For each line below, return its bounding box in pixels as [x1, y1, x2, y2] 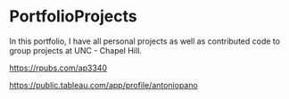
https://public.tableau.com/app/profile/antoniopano [9, 79, 198, 90]
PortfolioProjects [9, 6, 137, 27]
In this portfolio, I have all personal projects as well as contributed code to [9, 36, 281, 46]
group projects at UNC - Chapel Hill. [9, 45, 143, 55]
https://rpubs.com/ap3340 [9, 62, 108, 73]
